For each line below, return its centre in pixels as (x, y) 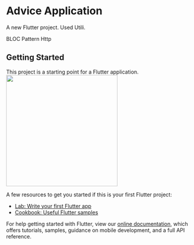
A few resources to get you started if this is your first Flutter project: (89, 195)
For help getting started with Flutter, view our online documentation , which (97, 224)
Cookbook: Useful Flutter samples (56, 212)
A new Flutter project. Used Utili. (46, 27)
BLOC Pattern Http (29, 39)
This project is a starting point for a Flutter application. (72, 72)
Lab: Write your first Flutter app (53, 206)
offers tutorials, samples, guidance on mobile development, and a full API (96, 230)
